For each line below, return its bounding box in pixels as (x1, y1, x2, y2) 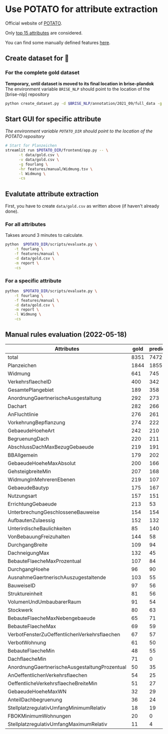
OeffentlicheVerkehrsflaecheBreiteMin (7, 680, 97, 687)
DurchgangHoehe (7, 565, 50, 572)
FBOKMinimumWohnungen (7, 712, 71, 719)
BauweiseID (7, 582, 36, 589)
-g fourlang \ (18, 162, 48, 167)
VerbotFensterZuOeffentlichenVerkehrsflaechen (7, 631, 120, 638)
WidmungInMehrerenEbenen (7, 476, 75, 483)
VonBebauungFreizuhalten (7, 533, 70, 540)
